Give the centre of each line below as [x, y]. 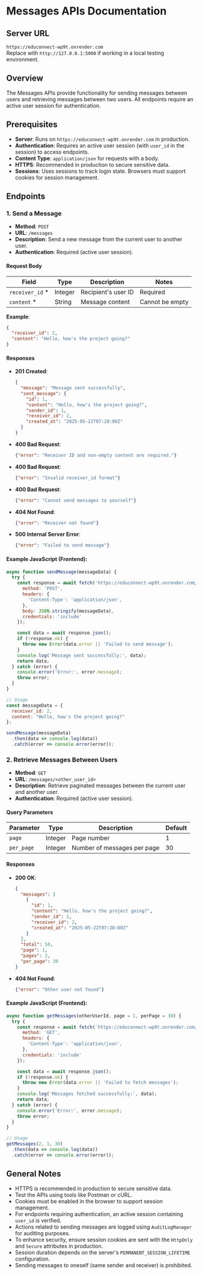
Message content [106, 302]
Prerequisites [32, 125]
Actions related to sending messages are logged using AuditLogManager [103, 1227]
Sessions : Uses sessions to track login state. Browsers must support [100, 171]
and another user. [37, 792]
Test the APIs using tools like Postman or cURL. [74, 1195]
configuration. [32, 1259]
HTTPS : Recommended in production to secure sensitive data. [92, 164]
